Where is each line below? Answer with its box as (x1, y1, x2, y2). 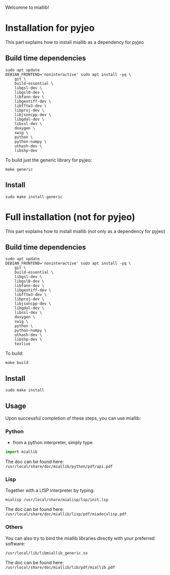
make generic (5, 167, 33, 172)
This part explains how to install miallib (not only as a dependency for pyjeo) (5, 228, 165, 234)
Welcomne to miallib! (5, 5, 50, 10)
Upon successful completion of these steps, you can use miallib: (5, 415, 141, 421)
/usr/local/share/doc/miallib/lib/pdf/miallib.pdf (5, 565, 115, 570)
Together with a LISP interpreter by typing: (5, 488, 95, 494)
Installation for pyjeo (5, 22, 95, 34)
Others (5, 523, 23, 531)
